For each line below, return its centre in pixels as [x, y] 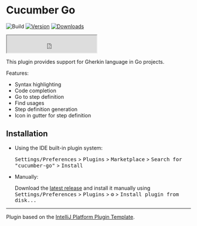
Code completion [35, 91]
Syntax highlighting [38, 84]
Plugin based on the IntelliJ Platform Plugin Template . [70, 217]
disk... [26, 200]
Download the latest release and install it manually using [82, 188]
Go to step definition [39, 96]
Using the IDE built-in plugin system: [59, 148]
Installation [27, 134]
